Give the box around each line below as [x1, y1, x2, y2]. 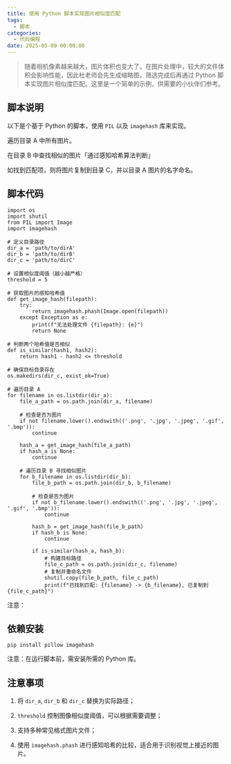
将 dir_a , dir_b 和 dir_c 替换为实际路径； [17, 697, 135, 705]
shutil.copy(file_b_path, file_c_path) [44, 574, 159, 581]
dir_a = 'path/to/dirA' [7, 244, 76, 252]
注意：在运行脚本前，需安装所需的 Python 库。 [7, 654, 140, 663]
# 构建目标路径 [44, 555, 82, 562]
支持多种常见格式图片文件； [17, 726, 97, 735]
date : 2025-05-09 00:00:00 [7, 42, 85, 49]
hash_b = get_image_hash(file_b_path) [32, 523, 144, 530]
